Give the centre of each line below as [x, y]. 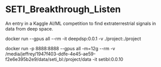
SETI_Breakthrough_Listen [63, 9]
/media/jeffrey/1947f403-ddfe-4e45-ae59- [51, 54]
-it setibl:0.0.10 [108, 59]
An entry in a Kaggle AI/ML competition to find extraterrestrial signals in [81, 23]
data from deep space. [29, 28]
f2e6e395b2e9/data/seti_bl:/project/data [48, 59]
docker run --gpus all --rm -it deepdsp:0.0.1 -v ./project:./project [73, 39]
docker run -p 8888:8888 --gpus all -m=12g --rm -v [60, 48]
